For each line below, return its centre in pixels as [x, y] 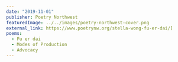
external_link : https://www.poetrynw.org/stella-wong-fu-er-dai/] [90, 28]
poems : [14, 34]
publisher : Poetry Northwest [42, 17]
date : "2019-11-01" [30, 12]
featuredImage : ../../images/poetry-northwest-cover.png [78, 22]
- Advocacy [25, 50]
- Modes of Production [39, 45]
